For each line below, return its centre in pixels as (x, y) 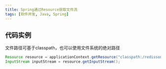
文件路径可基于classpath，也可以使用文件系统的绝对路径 (62, 48)
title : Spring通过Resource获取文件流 (41, 10)
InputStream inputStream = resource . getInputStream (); (63, 62)
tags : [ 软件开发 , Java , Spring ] (37, 14)
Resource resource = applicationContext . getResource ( (62, 57)
